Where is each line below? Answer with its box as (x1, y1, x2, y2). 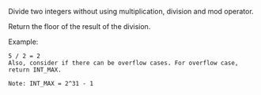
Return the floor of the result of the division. (8, 22, 151, 31)
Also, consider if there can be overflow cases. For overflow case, (8, 59, 239, 67)
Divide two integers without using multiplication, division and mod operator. (8, 7, 255, 16)
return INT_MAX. (8, 66, 62, 74)
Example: (8, 37, 39, 46)
